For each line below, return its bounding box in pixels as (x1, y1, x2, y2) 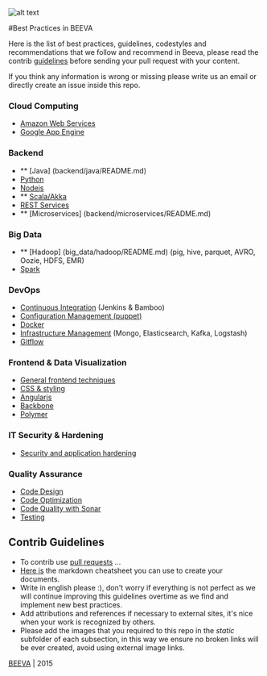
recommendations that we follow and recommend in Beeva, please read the (8, 48, 259, 56)
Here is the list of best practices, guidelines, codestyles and (8, 39, 207, 48)
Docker (19, 319, 45, 330)
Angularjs (19, 392, 52, 403)
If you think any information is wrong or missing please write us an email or (8, 72, 257, 81)
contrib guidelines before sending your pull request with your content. (8, 56, 240, 65)
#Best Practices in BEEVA (8, 23, 93, 32)
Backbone (19, 401, 54, 411)
